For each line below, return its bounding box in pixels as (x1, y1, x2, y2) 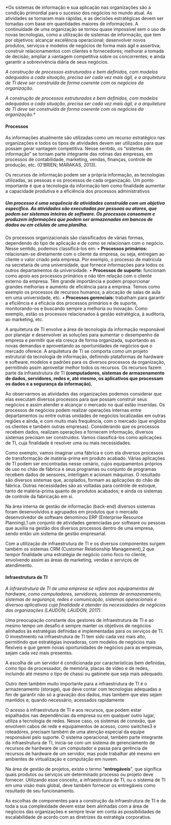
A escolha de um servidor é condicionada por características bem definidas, (5, 660, 166, 666)
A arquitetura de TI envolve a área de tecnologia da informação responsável (5, 326, 165, 332)
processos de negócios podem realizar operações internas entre (5, 407, 142, 414)
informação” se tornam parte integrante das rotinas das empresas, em (5, 151, 153, 157)
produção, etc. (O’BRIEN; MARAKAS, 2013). (5, 162, 97, 168)
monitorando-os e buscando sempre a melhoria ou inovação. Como (5, 305, 148, 312)
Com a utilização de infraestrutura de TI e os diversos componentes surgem (5, 541, 166, 547)
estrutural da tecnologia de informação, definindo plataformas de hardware (5, 353, 164, 360)
